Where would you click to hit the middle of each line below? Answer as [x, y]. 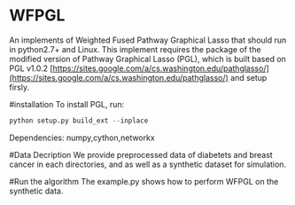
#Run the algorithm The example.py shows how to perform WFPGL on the [144, 181]
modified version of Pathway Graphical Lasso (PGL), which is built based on [147, 59]
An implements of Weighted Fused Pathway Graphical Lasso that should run [148, 40]
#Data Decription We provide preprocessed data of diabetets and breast [141, 154]
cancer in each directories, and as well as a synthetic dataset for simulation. [147, 164]
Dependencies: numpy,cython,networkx [82, 138]
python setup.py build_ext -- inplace [79, 121]
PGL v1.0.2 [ [31, 68]
